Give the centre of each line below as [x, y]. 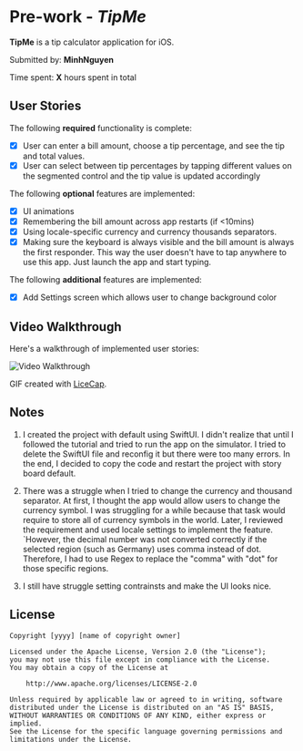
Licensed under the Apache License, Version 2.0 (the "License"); [138, 652]
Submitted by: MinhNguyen [62, 59]
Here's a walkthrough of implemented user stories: [105, 349]
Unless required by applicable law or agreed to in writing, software [146, 699]
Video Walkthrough [66, 327]
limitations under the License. [71, 739]
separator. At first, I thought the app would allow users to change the [151, 500]
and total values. [54, 156]
